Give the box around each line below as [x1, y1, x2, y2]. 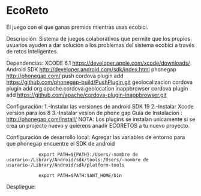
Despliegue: [6, 183, 36, 190]
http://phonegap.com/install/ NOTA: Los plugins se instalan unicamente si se [6, 115, 196, 123]
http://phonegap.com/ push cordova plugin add [6, 72, 124, 79]
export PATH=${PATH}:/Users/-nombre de [38, 151, 138, 158]
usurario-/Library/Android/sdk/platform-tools [6, 162, 125, 168]
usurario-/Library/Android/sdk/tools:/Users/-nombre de [6, 156, 149, 162]
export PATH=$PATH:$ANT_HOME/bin [38, 172, 122, 179]
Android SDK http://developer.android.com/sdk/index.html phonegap [6, 65, 177, 73]
